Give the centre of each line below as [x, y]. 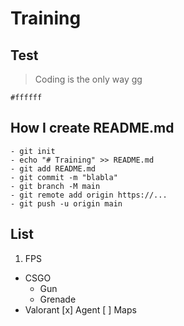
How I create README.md [92, 128]
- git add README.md [53, 168]
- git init [33, 151]
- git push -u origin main [66, 203]
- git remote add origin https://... [89, 195]
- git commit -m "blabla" [64, 177]
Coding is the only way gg [88, 79]
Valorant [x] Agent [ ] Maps [80, 309]
